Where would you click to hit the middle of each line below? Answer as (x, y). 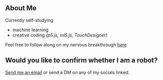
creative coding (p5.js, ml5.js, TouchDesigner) (60, 35)
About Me (21, 8)
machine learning (30, 30)
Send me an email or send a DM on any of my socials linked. (67, 72)
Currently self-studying (29, 20)
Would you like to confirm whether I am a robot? (81, 60)
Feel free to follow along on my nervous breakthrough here (66, 45)
